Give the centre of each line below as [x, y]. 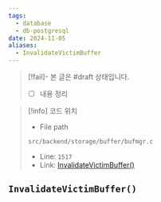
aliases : [23, 46]
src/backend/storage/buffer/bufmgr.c [90, 142]
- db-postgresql [42, 30]
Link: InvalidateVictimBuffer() [87, 165]
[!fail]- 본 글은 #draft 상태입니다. [79, 77]
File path [54, 127]
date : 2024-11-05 [37, 38]
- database [33, 23]
